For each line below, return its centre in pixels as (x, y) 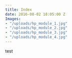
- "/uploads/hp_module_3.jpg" (36, 32)
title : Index (19, 10)
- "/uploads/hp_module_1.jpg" (36, 23)
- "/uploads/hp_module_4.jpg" (36, 37)
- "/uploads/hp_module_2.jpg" (36, 28)
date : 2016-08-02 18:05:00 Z (35, 14)
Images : (13, 19)
